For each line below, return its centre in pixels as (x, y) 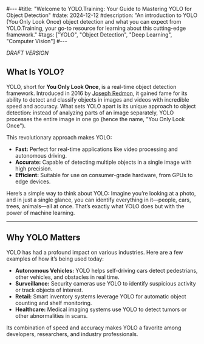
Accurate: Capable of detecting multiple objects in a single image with (103, 162)
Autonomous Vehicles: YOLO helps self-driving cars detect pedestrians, (106, 270)
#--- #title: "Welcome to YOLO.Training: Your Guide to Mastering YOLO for (99, 9)
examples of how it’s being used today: (55, 259)
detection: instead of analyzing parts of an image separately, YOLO (90, 113)
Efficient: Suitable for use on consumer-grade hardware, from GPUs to (104, 175)
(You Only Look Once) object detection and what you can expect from (94, 22)
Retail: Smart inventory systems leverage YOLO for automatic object (100, 296)
